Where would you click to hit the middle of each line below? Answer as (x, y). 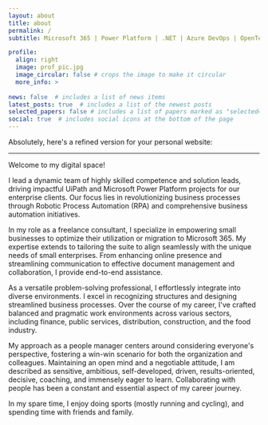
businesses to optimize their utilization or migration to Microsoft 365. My (127, 238)
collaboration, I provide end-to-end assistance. (86, 272)
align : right (37, 60)
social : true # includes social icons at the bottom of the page (121, 119)
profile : (23, 53)
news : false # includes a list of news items (87, 97)
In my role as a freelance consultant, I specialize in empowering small (122, 230)
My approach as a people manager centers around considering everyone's (131, 346)
